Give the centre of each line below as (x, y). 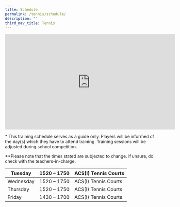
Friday (15, 197)
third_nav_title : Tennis (30, 23)
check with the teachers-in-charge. (41, 161)
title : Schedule (21, 9)
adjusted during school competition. (41, 147)
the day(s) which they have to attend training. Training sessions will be (75, 142)
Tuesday (21, 174)
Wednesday (21, 181)
